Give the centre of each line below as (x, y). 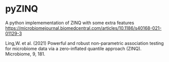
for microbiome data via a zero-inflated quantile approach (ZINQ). (73, 48)
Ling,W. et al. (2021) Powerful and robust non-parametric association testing (84, 43)
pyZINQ (22, 9)
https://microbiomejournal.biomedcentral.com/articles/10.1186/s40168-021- (83, 28)
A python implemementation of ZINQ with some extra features (70, 23)
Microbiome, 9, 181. (25, 54)
